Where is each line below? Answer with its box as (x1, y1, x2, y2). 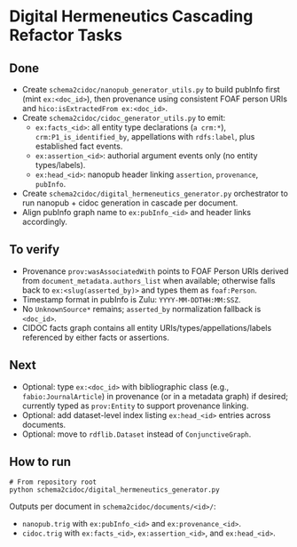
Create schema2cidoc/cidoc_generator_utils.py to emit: (21, 113, 226, 123)
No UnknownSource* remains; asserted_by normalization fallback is (21, 303, 262, 314)
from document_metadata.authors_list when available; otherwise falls (21, 275, 276, 286)
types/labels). (35, 160, 86, 170)
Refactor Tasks (9, 25, 122, 45)
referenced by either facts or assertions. (21, 332, 170, 342)
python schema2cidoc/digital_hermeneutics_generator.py (9, 486, 220, 495)
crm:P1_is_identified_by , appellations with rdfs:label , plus (35, 132, 255, 141)
